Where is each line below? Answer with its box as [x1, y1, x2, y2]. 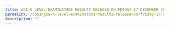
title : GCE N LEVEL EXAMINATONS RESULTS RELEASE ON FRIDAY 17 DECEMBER [5, 7, 158, 12]
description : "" [5, 16, 39, 21]
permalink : [5, 12, 28, 17]
